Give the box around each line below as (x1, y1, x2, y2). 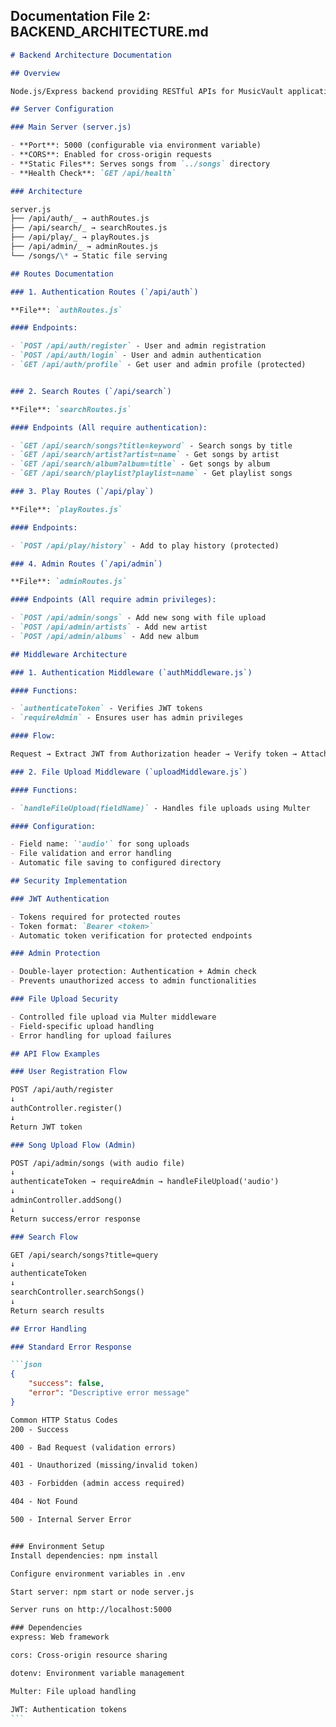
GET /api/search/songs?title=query (10, 1250, 159, 1260)
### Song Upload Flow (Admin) (10, 1140, 137, 1150)
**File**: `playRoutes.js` (10, 504, 123, 514)
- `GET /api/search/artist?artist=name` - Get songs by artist (10, 450, 280, 460)
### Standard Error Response (10, 1342, 132, 1352)
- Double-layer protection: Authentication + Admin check (10, 967, 257, 977)
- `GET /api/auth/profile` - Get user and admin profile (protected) (10, 360, 307, 370)
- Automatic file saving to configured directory (10, 858, 222, 868)
